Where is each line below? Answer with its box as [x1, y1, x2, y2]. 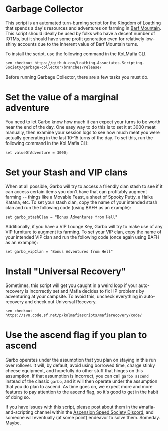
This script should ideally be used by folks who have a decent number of [5, 30, 155, 36]
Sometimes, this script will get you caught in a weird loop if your [5, 282, 138, 289]
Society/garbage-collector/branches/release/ [5, 65, 102, 70]
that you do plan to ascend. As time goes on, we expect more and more [5, 383, 153, 389]
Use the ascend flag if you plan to [5, 329, 147, 340]
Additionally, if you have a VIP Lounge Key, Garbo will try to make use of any [5, 223, 163, 229]
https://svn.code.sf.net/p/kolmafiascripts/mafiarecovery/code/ [5, 313, 142, 318]
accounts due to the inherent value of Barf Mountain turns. [17, 41, 139, 47]
